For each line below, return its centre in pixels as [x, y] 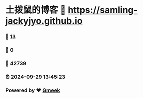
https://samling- [103, 10]
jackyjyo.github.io [44, 21]
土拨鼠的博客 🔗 [36, 10]
